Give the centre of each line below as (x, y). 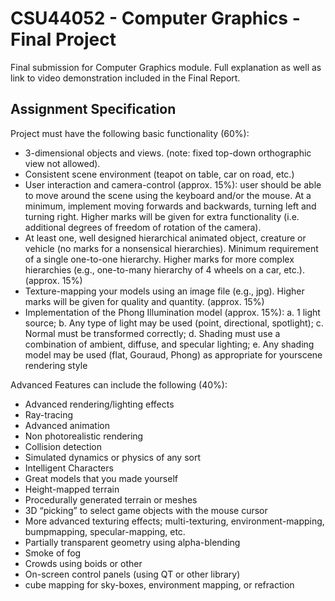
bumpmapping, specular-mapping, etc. (105, 531)
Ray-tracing (49, 414)
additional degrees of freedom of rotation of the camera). (143, 227)
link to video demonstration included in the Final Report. (125, 78)
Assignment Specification (93, 109)
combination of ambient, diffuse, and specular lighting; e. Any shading (169, 344)
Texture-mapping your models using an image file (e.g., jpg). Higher (164, 291)
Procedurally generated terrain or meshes (111, 499)
